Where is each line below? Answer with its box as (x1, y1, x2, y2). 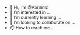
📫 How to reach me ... (9, 25, 55, 30)
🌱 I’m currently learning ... (9, 15, 62, 20)
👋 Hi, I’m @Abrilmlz (9, 5, 48, 10)
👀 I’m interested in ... (9, 9, 51, 15)
